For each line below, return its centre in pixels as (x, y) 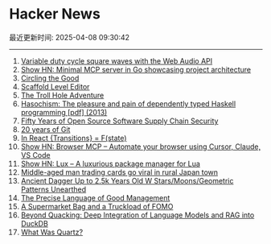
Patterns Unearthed (53, 189)
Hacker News (55, 14)
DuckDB (35, 223)
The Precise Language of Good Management (95, 197)
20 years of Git (45, 129)
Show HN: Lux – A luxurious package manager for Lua (110, 163)
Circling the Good (50, 78)
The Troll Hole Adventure (62, 95)
